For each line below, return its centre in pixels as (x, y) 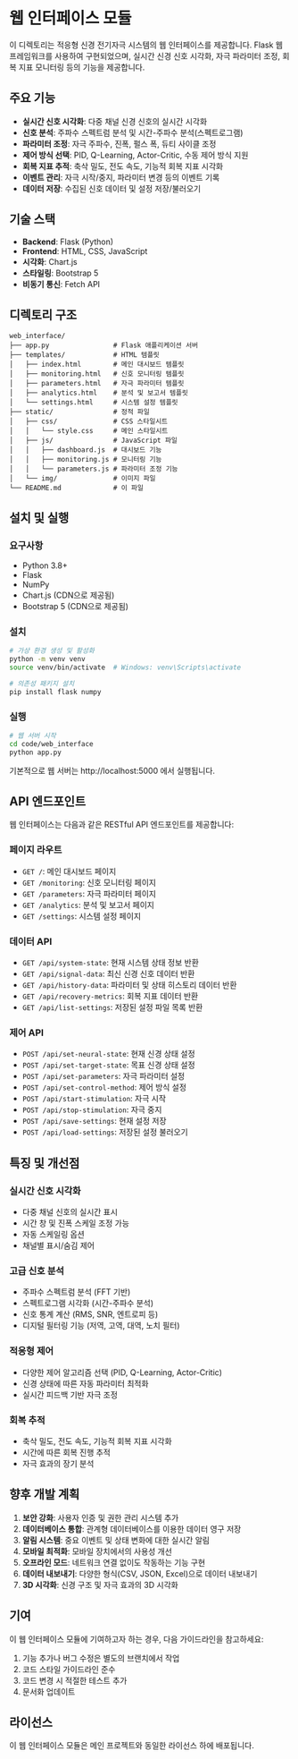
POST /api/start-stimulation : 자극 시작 (94, 1099)
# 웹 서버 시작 (33, 736)
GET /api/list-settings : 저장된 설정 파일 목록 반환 (112, 1007)
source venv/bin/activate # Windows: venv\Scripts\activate (125, 667)
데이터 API (31, 941)
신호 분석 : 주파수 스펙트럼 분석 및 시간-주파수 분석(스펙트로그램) (132, 132)
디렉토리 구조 (43, 314)
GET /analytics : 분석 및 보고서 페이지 (88, 905)
